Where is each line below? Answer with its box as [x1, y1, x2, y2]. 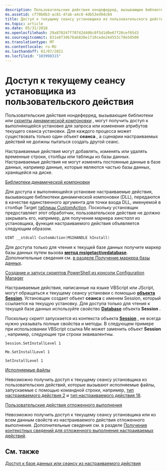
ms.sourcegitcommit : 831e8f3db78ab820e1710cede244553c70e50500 [5, 35, 139, 40]
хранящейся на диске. [5, 169, 53, 175]
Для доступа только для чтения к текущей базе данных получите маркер [5, 244, 162, 250]
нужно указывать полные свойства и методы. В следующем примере [5, 321, 154, 327]
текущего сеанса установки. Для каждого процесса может [5, 128, 132, 134]
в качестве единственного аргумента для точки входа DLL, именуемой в [5, 199, 161, 205]
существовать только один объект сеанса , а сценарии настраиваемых [5, 134, 158, 140]
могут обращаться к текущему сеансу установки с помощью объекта [5, 290, 156, 296]
